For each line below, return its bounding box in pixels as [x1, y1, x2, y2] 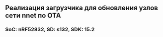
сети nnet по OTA [5, 12, 61, 20]
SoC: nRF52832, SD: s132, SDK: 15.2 [5, 26, 95, 33]
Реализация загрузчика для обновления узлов [5, 4, 158, 12]
